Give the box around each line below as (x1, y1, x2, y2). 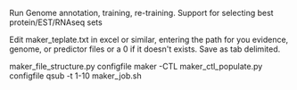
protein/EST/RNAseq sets (9, 17, 103, 28)
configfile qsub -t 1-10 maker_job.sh (9, 70, 142, 81)
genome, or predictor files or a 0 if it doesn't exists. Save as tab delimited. (9, 44, 281, 54)
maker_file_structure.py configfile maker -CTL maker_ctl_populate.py (9, 61, 263, 71)
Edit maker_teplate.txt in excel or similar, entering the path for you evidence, (9, 35, 289, 45)
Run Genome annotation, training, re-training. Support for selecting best (9, 8, 274, 18)
